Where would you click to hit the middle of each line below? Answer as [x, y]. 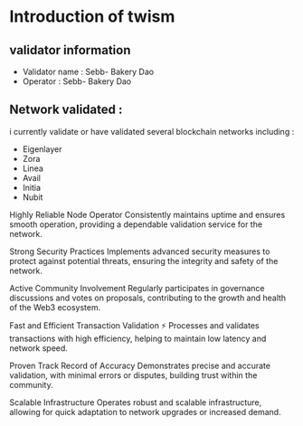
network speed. [38, 348]
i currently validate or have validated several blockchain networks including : [152, 131]
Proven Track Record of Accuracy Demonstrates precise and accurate [140, 365]
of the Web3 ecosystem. [55, 307]
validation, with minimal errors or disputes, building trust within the [133, 375]
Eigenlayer [42, 149]
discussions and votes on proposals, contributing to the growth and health [148, 298]
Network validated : [66, 110]
